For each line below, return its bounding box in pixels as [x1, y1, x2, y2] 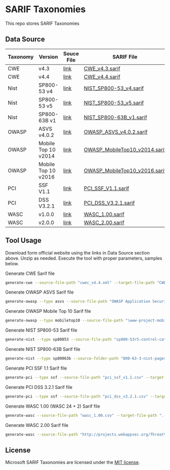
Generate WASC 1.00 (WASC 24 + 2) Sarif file [5, 403, 100, 409]
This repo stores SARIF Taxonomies [5, 20, 79, 26]
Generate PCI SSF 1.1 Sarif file [5, 365, 67, 371]
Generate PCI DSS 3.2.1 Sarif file [5, 384, 72, 390]
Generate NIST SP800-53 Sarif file [5, 327, 77, 333]
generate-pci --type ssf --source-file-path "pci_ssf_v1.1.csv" [5, 375, 144, 380]
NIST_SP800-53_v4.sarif [83, 85, 144, 92]
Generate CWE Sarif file [5, 270, 55, 276]
